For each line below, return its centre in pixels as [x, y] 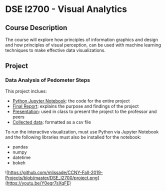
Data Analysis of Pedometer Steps [48, 80]
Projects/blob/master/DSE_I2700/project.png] [52, 177]
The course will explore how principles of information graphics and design [82, 39]
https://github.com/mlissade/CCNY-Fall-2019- [56, 172]
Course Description [36, 28]
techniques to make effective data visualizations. [55, 50]
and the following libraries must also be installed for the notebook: [73, 137]
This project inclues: [26, 91]
